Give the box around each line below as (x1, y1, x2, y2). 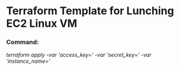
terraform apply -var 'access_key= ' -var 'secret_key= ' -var (6, 52, 152, 59)
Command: (6, 38, 39, 46)
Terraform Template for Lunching (6, 4, 175, 18)
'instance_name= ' (6, 58, 51, 65)
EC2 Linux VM (6, 17, 77, 30)
